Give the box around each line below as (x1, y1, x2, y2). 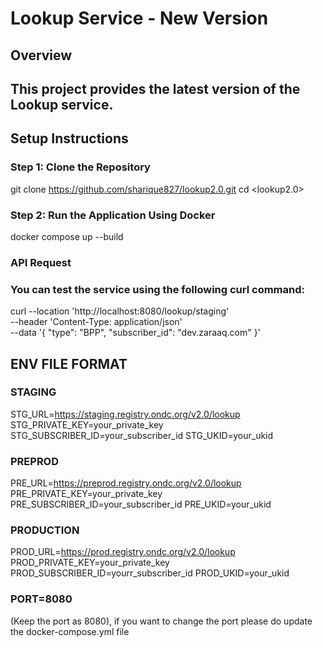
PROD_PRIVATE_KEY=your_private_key (10, 557, 170, 569)
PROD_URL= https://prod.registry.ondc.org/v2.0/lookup (10, 546, 236, 558)
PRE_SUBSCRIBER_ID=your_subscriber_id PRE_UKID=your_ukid (10, 498, 272, 511)
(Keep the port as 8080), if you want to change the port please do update (10, 615, 313, 627)
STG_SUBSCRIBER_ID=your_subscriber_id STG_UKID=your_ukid (10, 429, 274, 441)
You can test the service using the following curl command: (10, 282, 305, 296)
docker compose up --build (10, 230, 124, 242)
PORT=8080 (10, 592, 73, 606)
